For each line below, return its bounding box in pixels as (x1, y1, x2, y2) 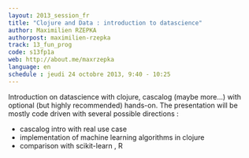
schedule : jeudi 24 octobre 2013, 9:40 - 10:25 (8, 70, 171, 78)
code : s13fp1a (8, 48, 55, 56)
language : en (8, 63, 51, 71)
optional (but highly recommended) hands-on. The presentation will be (8, 100, 238, 110)
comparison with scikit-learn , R (19, 141, 124, 150)
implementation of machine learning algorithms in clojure (19, 132, 205, 142)
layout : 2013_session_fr (8, 11, 90, 20)
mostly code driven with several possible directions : (8, 108, 179, 118)
